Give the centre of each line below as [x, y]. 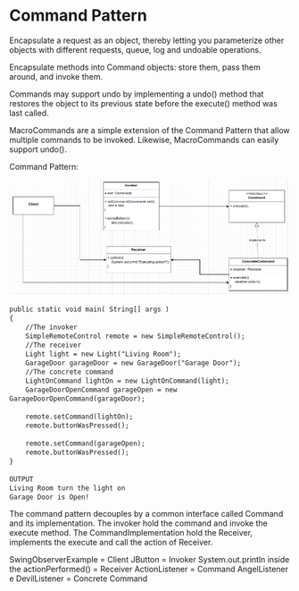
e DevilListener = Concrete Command [79, 578]
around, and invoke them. [56, 76]
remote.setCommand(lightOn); [79, 417]
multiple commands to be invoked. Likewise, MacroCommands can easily [144, 139]
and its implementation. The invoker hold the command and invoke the [138, 523]
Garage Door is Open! [50, 497]
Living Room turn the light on [67, 488]
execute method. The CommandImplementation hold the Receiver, [131, 532]
